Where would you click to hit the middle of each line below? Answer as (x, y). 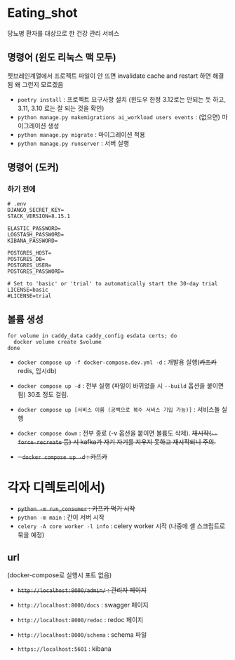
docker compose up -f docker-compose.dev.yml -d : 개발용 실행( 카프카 (117, 362)
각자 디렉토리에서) (56, 488)
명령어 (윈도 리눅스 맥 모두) (62, 58)
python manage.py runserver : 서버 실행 (73, 143)
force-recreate (40, 443)
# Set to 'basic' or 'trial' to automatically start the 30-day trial (113, 284)
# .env (17, 204)
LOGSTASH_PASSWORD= (36, 235)
